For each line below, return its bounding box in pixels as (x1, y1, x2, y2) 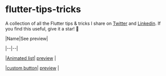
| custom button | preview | (5, 65, 59, 71)
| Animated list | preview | (5, 55, 56, 61)
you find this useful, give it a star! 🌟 (5, 25, 79, 31)
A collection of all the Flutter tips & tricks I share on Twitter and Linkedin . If (5, 20, 161, 26)
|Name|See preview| (5, 35, 48, 42)
